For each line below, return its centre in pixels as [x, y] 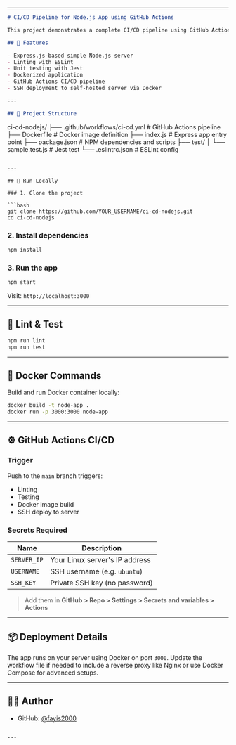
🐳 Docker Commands [54, 376]
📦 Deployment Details [58, 637]
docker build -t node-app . [48, 406]
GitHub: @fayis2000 [47, 718]
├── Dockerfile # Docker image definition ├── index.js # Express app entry [117, 134]
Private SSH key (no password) [101, 583]
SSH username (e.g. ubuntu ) [96, 571]
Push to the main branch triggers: [55, 476]
